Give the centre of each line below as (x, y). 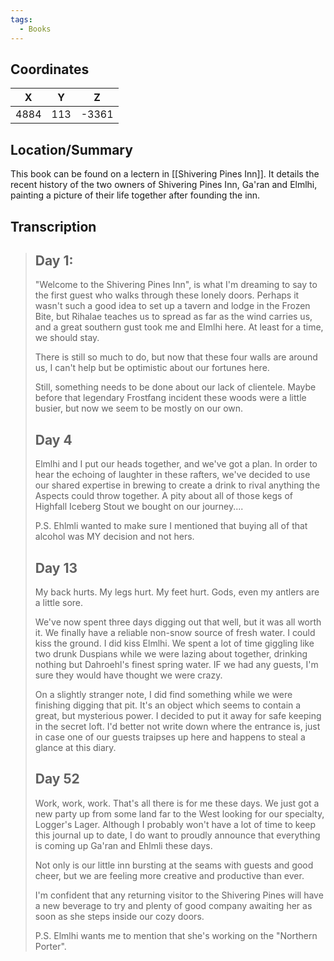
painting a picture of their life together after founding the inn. (135, 195)
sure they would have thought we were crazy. (128, 675)
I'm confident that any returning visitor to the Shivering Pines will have (179, 895)
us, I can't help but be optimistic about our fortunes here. (152, 368)
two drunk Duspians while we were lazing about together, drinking (171, 653)
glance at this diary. (75, 747)
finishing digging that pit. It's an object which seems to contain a (168, 705)
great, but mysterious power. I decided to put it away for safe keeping (178, 715)
